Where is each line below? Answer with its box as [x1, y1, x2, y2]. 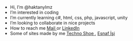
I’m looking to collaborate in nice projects [10, 20, 95, 26]
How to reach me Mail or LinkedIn [10, 25, 80, 31]
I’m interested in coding [10, 9, 59, 15]
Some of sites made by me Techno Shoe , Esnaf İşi [10, 31, 115, 36]
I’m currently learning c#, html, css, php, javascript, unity [10, 15, 128, 20]
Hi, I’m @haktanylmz [10, 4, 53, 10]
